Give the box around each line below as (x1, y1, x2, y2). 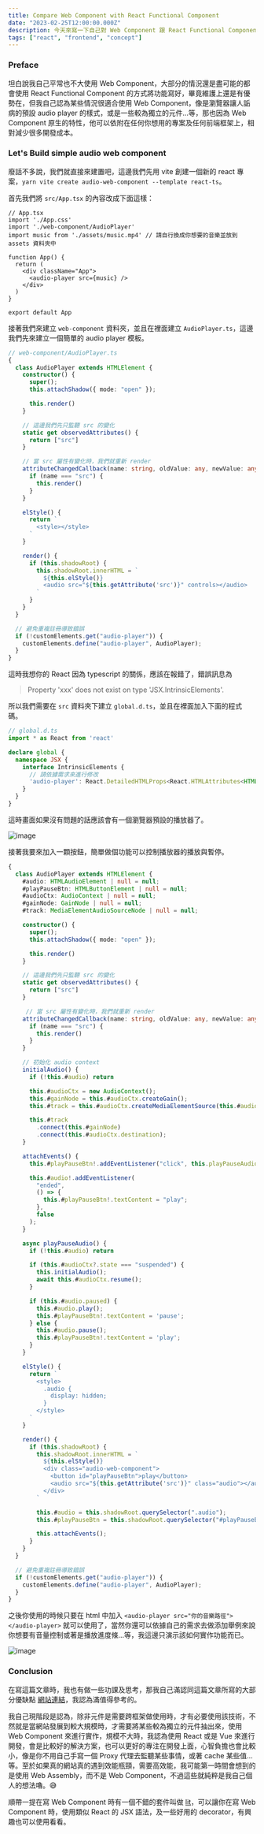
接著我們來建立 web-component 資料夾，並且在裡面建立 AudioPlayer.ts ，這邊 (8, 323, 254, 333)
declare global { (8, 748, 65, 757)
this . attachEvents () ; (36, 1530, 108, 1538)
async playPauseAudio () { (22, 1239, 108, 1248)
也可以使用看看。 (14, 1817, 71, 1826)
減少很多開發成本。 (14, 128, 77, 137)
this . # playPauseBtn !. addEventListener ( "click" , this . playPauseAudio (28, 1159, 258, 1167)
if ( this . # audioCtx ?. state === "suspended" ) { (28, 1261, 185, 1269)
